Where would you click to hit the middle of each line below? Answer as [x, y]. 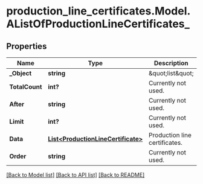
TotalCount [26, 87]
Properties [27, 46]
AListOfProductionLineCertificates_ [98, 24]
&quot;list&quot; [171, 73]
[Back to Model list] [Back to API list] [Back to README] [76, 175]
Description [171, 63]
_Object [21, 73]
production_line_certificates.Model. [98, 11]
